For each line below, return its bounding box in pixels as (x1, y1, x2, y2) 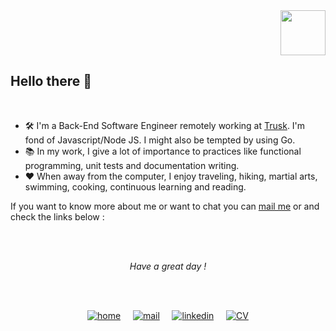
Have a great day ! (129, 260, 207, 272)
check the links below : (10, 210, 105, 223)
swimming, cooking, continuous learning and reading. (24, 180, 247, 193)
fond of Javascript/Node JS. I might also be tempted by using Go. (24, 134, 296, 146)
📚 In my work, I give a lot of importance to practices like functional (24, 145, 302, 157)
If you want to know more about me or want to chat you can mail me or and (10, 200, 320, 212)
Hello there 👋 (10, 73, 93, 90)
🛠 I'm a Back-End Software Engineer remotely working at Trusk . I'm (24, 119, 306, 131)
